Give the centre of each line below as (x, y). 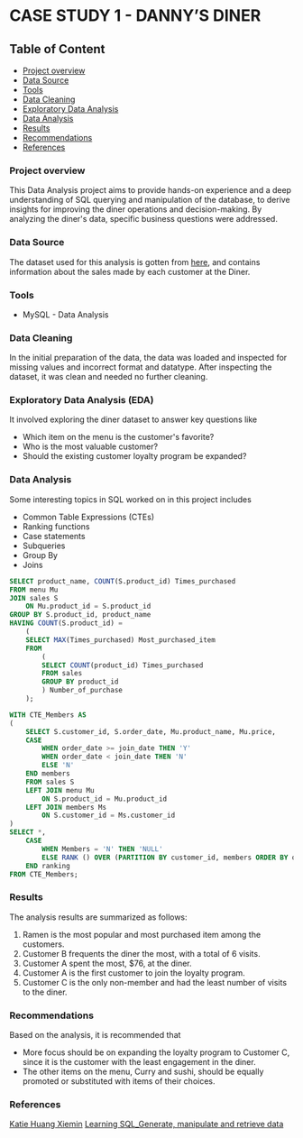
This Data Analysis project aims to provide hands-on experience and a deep (150, 190)
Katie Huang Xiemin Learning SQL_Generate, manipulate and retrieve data (147, 1124)
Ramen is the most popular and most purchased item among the (142, 934)
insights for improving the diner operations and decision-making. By (136, 209)
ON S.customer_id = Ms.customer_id (109, 816)
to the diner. (45, 992)
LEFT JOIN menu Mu (60, 790)
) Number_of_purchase (83, 691)
